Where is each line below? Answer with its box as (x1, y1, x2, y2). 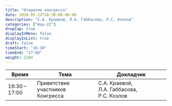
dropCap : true (5, 26, 36, 32)
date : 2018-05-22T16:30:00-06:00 (5, 12, 77, 17)
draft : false (5, 41, 33, 46)
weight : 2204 (5, 55, 33, 60)
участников (37, 86, 66, 93)
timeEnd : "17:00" (5, 50, 42, 55)
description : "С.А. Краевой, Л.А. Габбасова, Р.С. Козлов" (5, 17, 134, 22)
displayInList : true (5, 36, 50, 41)
